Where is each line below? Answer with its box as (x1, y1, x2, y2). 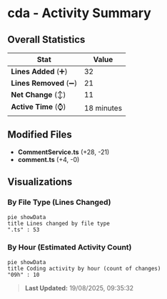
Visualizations (7, 176, 73, 188)
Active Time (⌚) (11, 102, 66, 111)
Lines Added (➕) (11, 66, 68, 76)
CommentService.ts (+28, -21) (17, 148, 110, 156)
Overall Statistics (7, 34, 86, 46)
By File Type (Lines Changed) (7, 198, 111, 208)
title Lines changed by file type (7, 220, 111, 227)
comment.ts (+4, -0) (17, 155, 80, 163)
